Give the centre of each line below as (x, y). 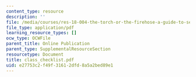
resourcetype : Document (35, 54)
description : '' (26, 17)
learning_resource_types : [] (41, 33)
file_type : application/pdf (40, 27)
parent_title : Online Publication (48, 44)
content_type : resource (35, 11)
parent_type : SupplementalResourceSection (58, 49)
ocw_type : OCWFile (28, 38)
